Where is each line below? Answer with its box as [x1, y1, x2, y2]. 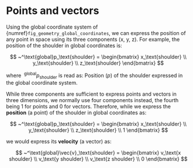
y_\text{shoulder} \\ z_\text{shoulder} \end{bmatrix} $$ [32, 60, 164, 66]
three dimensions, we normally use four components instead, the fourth [6, 97, 179, 104]
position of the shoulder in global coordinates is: [6, 42, 123, 49]
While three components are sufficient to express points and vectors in [6, 90, 177, 97]
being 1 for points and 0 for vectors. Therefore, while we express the [6, 103, 171, 110]
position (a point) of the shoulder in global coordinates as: [6, 109, 147, 116]
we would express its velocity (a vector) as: [6, 138, 112, 145]
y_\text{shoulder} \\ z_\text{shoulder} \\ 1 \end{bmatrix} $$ [28, 127, 168, 134]
